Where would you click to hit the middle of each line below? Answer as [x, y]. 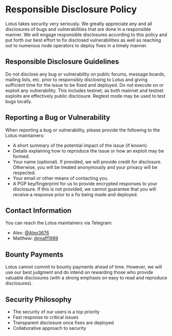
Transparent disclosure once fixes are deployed [63, 323]
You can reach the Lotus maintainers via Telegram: [59, 223]
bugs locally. [19, 101]
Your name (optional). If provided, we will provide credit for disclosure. [87, 162]
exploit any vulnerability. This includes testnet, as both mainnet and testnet [84, 90]
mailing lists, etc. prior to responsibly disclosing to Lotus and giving [77, 79]
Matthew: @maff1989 [35, 238]
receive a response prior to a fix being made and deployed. [75, 194]
